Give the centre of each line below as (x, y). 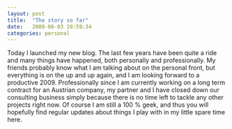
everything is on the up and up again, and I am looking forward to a (103, 75)
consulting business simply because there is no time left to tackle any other (116, 98)
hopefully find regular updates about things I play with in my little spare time (116, 112)
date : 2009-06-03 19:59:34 (49, 26)
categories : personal (39, 33)
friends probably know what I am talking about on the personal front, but (111, 68)
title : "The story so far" (48, 20)
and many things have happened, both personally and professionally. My (111, 61)
